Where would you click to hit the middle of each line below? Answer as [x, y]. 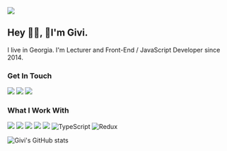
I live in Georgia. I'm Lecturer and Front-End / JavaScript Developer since [114, 50]
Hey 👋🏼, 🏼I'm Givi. [48, 33]
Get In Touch [30, 76]
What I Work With [38, 111]
